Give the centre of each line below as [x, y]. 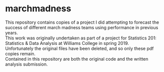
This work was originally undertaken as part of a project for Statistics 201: [81, 38]
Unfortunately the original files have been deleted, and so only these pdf [80, 48]
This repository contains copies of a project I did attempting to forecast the [82, 22]
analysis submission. [27, 64]
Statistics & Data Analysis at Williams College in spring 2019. [67, 43]
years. [12, 33]
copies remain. [20, 54]
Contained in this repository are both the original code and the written [77, 59]
